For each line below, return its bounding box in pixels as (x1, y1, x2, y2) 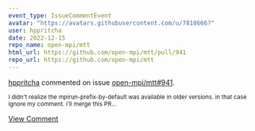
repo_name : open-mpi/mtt (8, 41, 91, 49)
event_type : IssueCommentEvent (8, 11, 112, 20)
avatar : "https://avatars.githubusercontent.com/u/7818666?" (8, 19, 215, 27)
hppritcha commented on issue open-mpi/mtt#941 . (8, 77, 175, 87)
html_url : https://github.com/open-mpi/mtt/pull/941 (8, 48, 187, 56)
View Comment (8, 114, 59, 123)
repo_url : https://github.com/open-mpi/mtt (8, 56, 155, 64)
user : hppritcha (8, 26, 62, 34)
